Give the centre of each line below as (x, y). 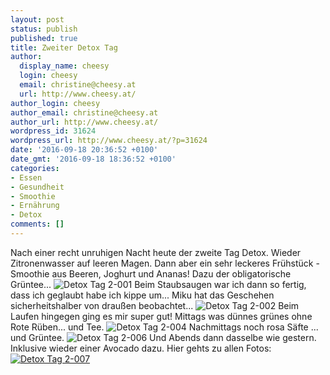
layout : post (37, 19)
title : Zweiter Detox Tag (64, 47)
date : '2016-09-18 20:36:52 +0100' (84, 150)
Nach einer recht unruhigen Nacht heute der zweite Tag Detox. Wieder (156, 252)
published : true (44, 38)
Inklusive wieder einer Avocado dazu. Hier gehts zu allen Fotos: (141, 348)
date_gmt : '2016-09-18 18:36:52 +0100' (93, 159)
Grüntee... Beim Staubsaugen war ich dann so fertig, (158, 284)
